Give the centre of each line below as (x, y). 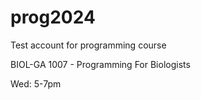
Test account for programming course (88, 45)
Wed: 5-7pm (36, 83)
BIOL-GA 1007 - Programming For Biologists (100, 64)
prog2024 (53, 17)
